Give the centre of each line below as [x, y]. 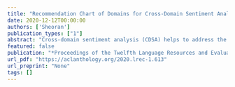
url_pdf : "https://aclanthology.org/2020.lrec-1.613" [87, 60]
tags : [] [20, 72]
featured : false [31, 46]
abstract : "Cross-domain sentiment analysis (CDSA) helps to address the [117, 40]
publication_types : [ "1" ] [45, 33]
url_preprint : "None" [39, 66]
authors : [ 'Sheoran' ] [39, 27]
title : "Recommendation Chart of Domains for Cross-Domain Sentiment [111, 14]
